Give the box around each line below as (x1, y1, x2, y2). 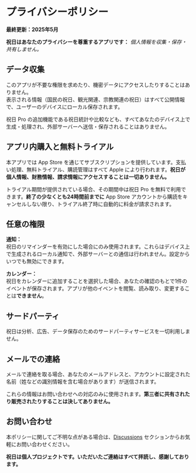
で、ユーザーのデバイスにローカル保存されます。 (6, 103, 123, 110)
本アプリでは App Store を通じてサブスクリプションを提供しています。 (6, 158, 176, 165)
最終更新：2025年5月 (6, 26, 59, 33)
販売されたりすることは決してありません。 (11, 398, 114, 405)
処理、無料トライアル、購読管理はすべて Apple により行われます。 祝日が (11, 165, 186, 173)
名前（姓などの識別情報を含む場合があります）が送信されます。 (6, 378, 160, 385)
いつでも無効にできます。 (6, 258, 67, 265)
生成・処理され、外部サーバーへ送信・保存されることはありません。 (6, 123, 170, 130)
